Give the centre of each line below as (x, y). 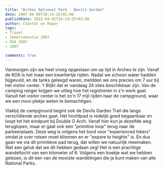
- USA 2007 (16, 42)
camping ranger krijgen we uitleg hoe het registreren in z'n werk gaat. (76, 90)
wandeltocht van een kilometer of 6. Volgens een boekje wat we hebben (79, 152)
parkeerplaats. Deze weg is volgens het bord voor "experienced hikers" (78, 131)
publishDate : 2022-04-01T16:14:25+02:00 (47, 19)
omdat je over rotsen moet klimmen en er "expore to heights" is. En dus (78, 137)
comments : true (21, 55)
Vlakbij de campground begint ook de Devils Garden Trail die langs (73, 110)
